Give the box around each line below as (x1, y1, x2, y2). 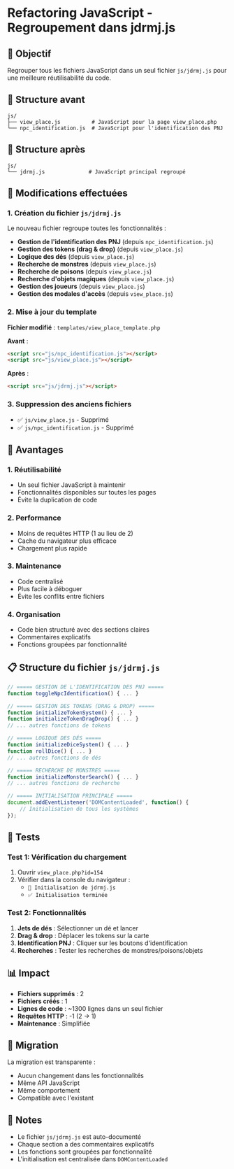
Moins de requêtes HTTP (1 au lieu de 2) (17, 529, 134, 537)
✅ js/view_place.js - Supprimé (17, 415, 110, 424)
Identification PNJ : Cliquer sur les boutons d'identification (17, 939, 188, 947)
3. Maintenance (7, 561, 61, 571)
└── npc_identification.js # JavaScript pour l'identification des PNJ (7, 125, 224, 132)
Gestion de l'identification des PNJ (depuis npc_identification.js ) (17, 238, 214, 246)
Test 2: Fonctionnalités (7, 908, 87, 918)
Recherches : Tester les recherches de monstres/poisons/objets (17, 946, 203, 954)
